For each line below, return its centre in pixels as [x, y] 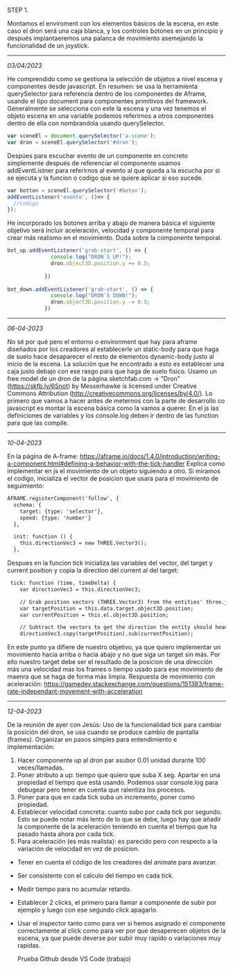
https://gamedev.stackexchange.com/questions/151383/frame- [134, 684]
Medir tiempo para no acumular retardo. [74, 889]
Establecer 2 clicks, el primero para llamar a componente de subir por [117, 903]
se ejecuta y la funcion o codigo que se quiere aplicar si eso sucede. [105, 178]
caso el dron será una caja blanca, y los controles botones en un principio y [115, 31]
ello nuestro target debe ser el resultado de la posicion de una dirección [110, 662]
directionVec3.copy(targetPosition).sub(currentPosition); [107, 634]
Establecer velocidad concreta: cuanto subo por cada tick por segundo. [120, 812]
